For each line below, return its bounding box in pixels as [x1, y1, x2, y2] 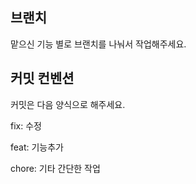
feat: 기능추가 [10, 141, 65, 153]
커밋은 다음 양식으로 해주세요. [10, 98, 126, 110]
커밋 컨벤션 [10, 70, 75, 87]
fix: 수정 [10, 119, 42, 132]
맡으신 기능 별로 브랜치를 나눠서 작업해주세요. [10, 38, 187, 50]
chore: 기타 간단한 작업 [10, 162, 101, 174]
